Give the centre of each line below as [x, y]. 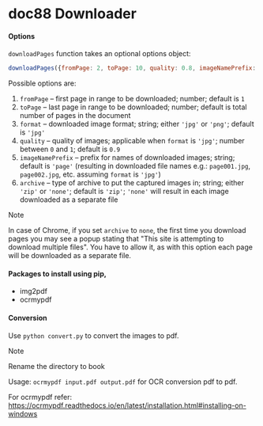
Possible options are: [42, 83]
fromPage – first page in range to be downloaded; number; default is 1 [132, 99]
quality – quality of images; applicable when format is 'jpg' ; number [132, 141]
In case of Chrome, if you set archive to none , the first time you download [127, 230]
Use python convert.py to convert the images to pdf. [94, 335]
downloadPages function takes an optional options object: [100, 54]
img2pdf [33, 291]
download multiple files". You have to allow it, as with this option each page [130, 247]
